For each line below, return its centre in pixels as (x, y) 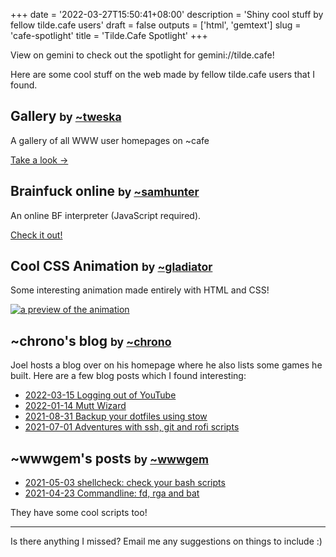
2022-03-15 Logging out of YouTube (100, 395)
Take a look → (39, 160)
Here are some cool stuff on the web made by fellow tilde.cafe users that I (162, 74)
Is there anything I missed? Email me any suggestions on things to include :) (166, 541)
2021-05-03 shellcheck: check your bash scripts (125, 483)
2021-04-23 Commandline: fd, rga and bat (112, 493)
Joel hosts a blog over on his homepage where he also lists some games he (166, 365)
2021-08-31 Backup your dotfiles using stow (116, 416)
